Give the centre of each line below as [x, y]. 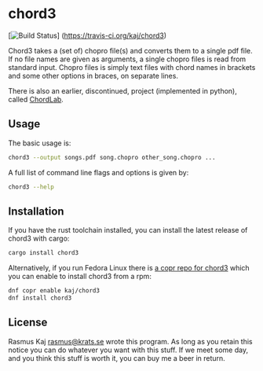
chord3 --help [31, 187]
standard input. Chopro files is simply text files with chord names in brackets [132, 67]
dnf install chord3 [40, 298]
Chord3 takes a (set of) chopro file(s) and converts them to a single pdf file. [130, 50]
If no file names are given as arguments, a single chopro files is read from [127, 59]
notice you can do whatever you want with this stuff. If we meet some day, [128, 350]
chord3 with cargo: [39, 239]
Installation [36, 211]
